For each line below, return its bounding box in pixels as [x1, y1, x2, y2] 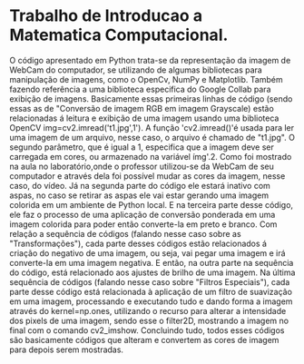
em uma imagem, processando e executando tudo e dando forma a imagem [9, 296, 293, 307]
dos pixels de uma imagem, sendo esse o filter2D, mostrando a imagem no [9, 315, 289, 326]
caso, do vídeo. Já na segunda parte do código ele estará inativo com [9, 180, 270, 191]
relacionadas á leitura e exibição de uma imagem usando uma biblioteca [9, 113, 279, 123]
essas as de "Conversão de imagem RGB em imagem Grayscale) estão [9, 103, 274, 113]
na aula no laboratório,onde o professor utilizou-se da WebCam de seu [9, 161, 274, 172]
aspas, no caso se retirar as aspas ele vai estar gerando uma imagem [9, 190, 270, 201]
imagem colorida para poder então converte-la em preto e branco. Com [9, 219, 278, 230]
